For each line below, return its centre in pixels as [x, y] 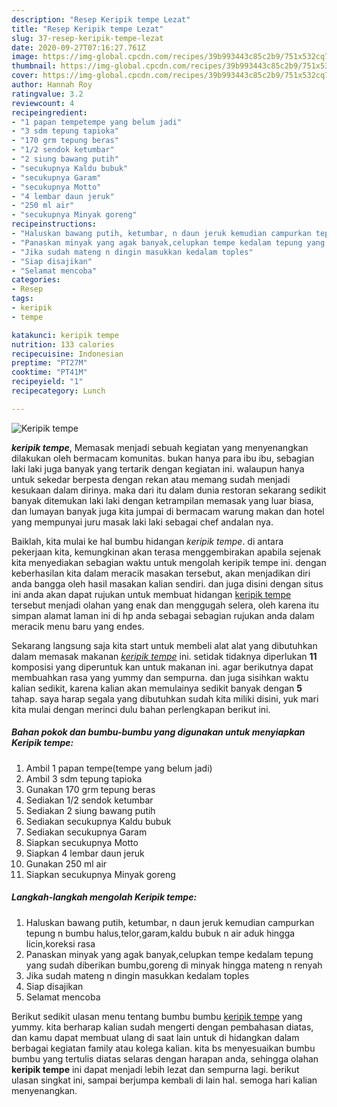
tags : [22, 299]
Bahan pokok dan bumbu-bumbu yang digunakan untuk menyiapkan [158, 732]
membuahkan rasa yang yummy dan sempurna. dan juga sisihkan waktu [160, 677]
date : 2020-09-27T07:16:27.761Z [78, 47]
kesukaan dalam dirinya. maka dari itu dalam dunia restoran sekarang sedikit [169, 490]
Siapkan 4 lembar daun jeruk [85, 853]
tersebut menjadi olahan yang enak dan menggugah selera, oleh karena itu [165, 605]
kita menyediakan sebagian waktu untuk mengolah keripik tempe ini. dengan [169, 562]
